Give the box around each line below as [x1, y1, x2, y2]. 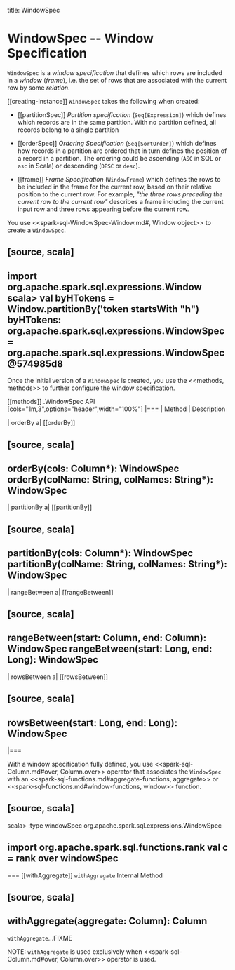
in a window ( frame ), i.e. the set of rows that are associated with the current [7, 76, 227, 84]
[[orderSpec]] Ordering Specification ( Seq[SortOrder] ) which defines [17, 139, 217, 147]
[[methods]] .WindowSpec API [7, 398, 95, 406]
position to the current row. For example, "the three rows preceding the [17, 189, 223, 198]
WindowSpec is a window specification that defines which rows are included [7, 68, 222, 76]
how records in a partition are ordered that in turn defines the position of [17, 147, 227, 155]
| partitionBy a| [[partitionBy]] [7, 503, 93, 511]
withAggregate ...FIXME [7, 934, 72, 942]
